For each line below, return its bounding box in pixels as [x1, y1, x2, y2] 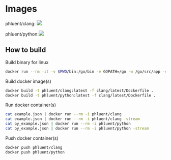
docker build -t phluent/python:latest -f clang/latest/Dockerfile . [5, 92, 156, 98]
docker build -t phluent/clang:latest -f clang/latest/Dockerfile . [5, 88, 154, 93]
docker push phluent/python [5, 149, 65, 155]
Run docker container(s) [5, 102, 56, 108]
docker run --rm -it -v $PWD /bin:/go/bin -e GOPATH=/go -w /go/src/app [5, 69, 160, 74]
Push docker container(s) [5, 135, 59, 141]
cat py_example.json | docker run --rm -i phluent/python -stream [5, 126, 149, 131]
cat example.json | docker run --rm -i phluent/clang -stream [5, 116, 140, 122]
